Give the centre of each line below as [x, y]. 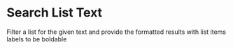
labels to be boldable [37, 39]
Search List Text [55, 13]
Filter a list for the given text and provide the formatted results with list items [116, 32]
